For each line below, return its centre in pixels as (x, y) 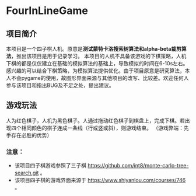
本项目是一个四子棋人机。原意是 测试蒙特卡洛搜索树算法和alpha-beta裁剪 (94, 49)
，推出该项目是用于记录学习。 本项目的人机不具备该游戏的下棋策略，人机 (99, 56)
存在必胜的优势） (32, 135)
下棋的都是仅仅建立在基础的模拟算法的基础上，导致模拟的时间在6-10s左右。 (97, 63)
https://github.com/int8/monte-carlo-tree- (138, 166)
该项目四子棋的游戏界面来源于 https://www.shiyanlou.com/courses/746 (100, 180)
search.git (27, 173)
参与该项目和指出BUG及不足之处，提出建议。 (60, 85)
